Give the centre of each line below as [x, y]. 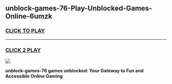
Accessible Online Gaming [34, 76]
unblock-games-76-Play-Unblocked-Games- [79, 8]
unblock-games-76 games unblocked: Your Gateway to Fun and [74, 70]
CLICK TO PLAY [25, 31]
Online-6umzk [29, 17]
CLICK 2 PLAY [23, 50]
